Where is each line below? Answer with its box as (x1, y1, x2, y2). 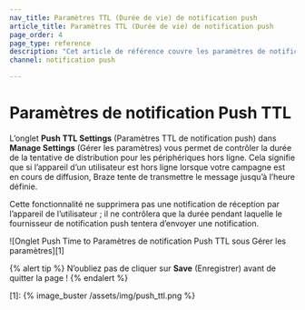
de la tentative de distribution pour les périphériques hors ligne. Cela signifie (9, 152, 296, 163)
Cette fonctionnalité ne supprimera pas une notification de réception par (9, 198, 280, 209)
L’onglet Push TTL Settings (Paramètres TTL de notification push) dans (9, 133, 277, 144)
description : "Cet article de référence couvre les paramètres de (9, 47, 266, 56)
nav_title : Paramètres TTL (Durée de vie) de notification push (9, 13, 258, 23)
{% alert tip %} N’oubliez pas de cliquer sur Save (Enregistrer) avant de (9, 263, 277, 274)
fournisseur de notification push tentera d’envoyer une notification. (9, 217, 260, 228)
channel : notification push (9, 55, 116, 65)
